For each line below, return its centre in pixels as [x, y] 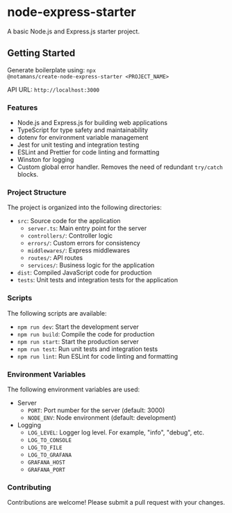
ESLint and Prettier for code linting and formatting [88, 152]
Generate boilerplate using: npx [51, 70]
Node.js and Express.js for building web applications [92, 123]
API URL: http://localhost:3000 [53, 89]
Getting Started [41, 53]
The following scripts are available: [57, 313]
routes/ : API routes [55, 258]
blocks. [28, 174]
